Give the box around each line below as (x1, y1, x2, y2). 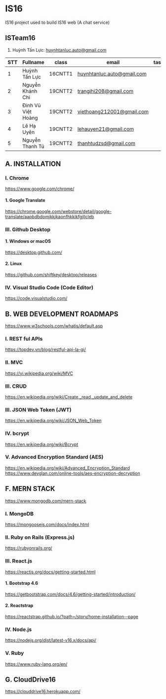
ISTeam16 (5, 34, 36, 42)
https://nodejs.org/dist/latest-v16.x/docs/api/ (5, 637, 96, 643)
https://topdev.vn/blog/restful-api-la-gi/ (5, 347, 86, 352)
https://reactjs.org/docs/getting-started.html (5, 569, 96, 575)
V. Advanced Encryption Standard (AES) (5, 454, 104, 461)
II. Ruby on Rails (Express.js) (5, 534, 75, 541)
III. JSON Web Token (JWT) (5, 406, 72, 413)
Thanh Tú (22, 142, 44, 149)
